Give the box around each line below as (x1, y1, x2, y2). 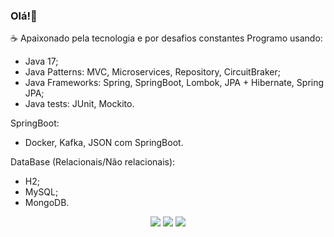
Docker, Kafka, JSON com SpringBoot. (24, 137, 184, 149)
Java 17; (24, 55, 59, 68)
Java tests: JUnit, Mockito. (24, 98, 135, 110)
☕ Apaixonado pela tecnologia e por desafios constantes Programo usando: (10, 32, 323, 44)
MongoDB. (24, 197, 70, 209)
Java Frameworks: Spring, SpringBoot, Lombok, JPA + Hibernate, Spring (24, 77, 325, 89)
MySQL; (24, 186, 59, 198)
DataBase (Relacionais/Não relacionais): (10, 156, 176, 168)
